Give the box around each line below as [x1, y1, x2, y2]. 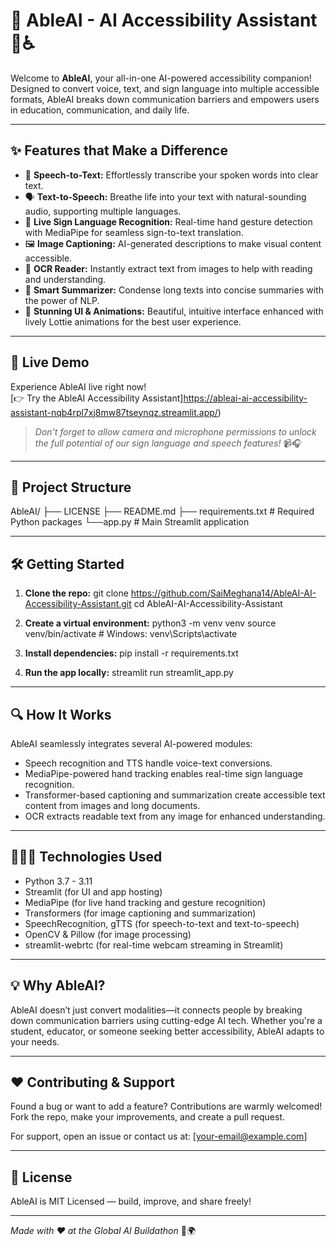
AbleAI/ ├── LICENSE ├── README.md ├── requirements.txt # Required [10, 505, 315, 518]
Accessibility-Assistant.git [24, 598, 132, 610]
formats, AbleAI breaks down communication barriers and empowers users [10, 93, 320, 105]
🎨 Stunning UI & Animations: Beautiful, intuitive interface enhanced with [24, 305, 324, 317]
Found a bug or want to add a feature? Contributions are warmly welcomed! [10, 1100, 323, 1113]
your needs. [10, 1035, 60, 1048]
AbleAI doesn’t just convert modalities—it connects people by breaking [10, 1004, 303, 1016]
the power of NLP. [24, 294, 100, 306]
